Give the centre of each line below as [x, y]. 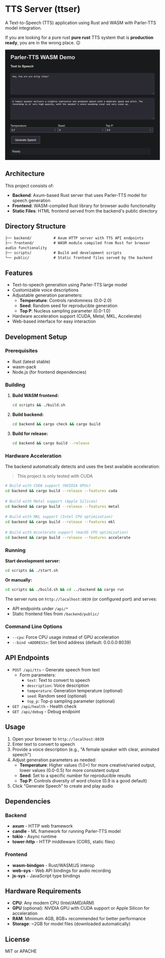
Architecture [25, 174]
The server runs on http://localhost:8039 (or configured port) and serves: [81, 599]
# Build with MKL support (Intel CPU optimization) [59, 517]
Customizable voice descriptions [45, 290]
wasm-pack [24, 367]
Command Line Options [34, 626]
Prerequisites [21, 351]
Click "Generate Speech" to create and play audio [63, 786]
